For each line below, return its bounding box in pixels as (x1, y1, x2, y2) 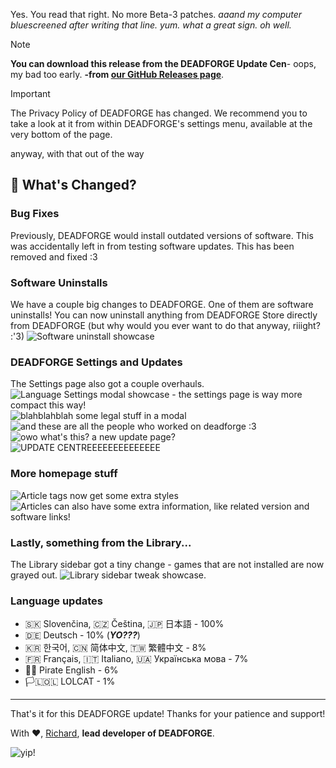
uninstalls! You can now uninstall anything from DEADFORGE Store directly (10, 309, 318, 321)
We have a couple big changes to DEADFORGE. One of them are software (10, 298, 314, 310)
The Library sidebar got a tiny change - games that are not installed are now (10, 558, 325, 570)
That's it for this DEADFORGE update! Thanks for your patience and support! (10, 708, 326, 720)
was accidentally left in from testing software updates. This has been (10, 240, 295, 252)
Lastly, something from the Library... (10, 535, 192, 549)
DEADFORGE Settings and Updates (10, 355, 183, 369)
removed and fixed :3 (10, 250, 98, 263)
